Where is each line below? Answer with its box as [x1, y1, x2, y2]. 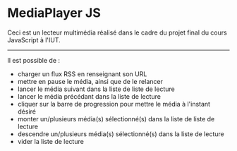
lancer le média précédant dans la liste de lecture [17, 92, 161, 100]
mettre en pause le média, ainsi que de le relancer [17, 77, 164, 85]
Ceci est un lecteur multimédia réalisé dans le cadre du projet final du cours [7, 28, 227, 37]
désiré [17, 107, 37, 116]
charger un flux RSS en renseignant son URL [17, 69, 147, 78]
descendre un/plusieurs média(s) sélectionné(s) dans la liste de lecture [17, 129, 224, 138]
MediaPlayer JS [7, 5, 101, 21]
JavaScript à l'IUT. [7, 35, 61, 44]
